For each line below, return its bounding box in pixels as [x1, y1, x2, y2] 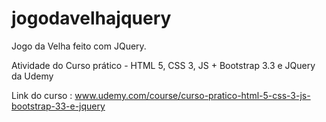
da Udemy [11, 70, 54, 82]
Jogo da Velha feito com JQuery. [11, 40, 147, 52]
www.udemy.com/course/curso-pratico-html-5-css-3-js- [74, 89, 311, 101]
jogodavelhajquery [11, 7, 172, 30]
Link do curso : [11, 89, 73, 101]
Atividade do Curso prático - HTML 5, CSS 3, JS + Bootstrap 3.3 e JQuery [11, 59, 316, 71]
